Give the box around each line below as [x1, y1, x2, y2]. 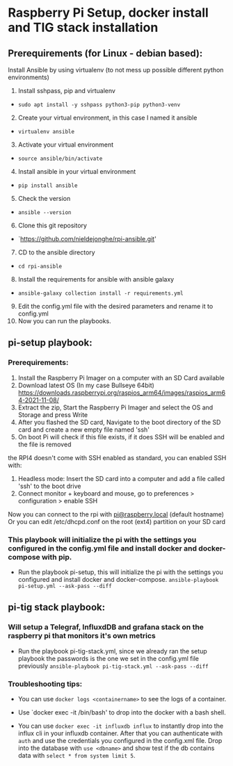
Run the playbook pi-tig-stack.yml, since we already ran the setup [17, 646, 207, 655]
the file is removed [17, 440, 72, 448]
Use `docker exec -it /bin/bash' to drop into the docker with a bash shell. [17, 708, 226, 717]
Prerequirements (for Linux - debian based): [8, 47, 203, 59]
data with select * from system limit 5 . [17, 751, 136, 759]
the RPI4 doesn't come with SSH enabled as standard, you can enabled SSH [8, 453, 227, 462]
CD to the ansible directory [17, 248, 96, 256]
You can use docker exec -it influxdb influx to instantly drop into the [17, 722, 224, 730]
